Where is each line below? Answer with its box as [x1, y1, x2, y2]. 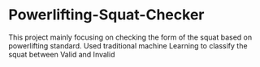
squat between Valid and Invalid [8, 49, 115, 59]
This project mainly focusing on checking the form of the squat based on [8, 32, 253, 42]
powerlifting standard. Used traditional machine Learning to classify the [8, 40, 248, 50]
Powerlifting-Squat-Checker [8, 6, 205, 24]
